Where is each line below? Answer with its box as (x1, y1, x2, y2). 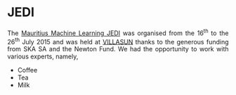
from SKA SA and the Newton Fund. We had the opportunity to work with (7, 45, 229, 53)
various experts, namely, (7, 52, 79, 61)
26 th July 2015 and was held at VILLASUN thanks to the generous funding (7, 36, 229, 46)
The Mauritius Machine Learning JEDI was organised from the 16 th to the (7, 27, 229, 37)
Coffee (17, 66, 38, 75)
